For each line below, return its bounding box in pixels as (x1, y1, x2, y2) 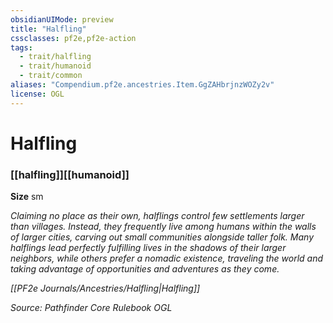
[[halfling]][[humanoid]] (10, 167, 130, 181)
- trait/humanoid (19, 61, 92, 71)
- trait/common (19, 71, 83, 81)
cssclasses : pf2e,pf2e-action (10, 33, 137, 43)
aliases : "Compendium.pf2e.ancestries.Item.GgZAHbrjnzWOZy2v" (10, 80, 275, 90)
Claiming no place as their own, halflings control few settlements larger (10, 210, 305, 222)
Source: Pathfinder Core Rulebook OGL (10, 302, 173, 314)
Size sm (10, 191, 44, 203)
